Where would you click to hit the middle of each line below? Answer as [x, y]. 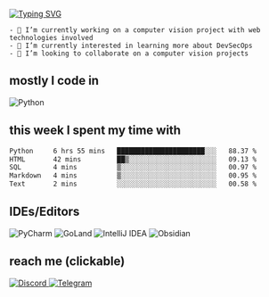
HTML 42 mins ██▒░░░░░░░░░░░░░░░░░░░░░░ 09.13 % [133, 159]
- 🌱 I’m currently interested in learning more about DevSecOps [131, 45]
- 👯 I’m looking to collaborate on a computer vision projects [129, 54]
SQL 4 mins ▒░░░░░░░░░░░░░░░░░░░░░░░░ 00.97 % [133, 168]
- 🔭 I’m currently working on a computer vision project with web [135, 30]
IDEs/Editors [45, 212]
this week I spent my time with [95, 131]
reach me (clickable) [67, 262]
